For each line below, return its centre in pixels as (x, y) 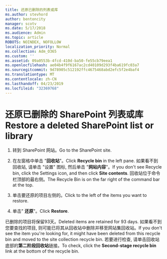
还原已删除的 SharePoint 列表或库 (74, 114)
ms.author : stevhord (27, 14)
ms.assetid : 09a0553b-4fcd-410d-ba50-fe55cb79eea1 (59, 61)
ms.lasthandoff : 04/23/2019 (34, 84)
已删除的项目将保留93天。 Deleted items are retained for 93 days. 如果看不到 (83, 222)
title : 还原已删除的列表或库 (32, 10)
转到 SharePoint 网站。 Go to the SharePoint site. (62, 150)
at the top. (23, 185)
